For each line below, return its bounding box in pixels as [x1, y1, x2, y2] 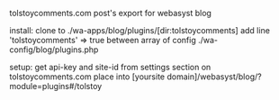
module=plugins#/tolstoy [9, 81, 103, 91]
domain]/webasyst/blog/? [166, 71, 263, 82]
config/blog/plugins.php [9, 44, 99, 55]
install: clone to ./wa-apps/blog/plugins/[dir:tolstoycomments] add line [9, 25, 270, 35]
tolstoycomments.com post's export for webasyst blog [9, 8, 211, 18]
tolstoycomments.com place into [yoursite [9, 71, 165, 82]
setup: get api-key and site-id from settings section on [9, 62, 211, 72]
